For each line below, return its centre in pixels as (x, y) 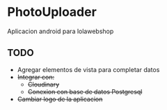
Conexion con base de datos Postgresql (85, 91)
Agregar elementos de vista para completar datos (88, 69)
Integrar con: (36, 77)
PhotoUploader (52, 12)
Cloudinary (43, 84)
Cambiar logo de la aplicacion (60, 99)
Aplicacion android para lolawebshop (61, 31)
